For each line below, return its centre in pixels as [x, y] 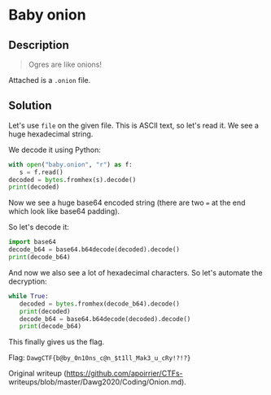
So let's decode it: [39, 227]
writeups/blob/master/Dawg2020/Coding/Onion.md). [98, 382]
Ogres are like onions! [65, 64]
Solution [30, 106]
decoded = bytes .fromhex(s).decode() [72, 180]
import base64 [33, 242]
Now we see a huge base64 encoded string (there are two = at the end [127, 203]
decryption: [28, 281]
